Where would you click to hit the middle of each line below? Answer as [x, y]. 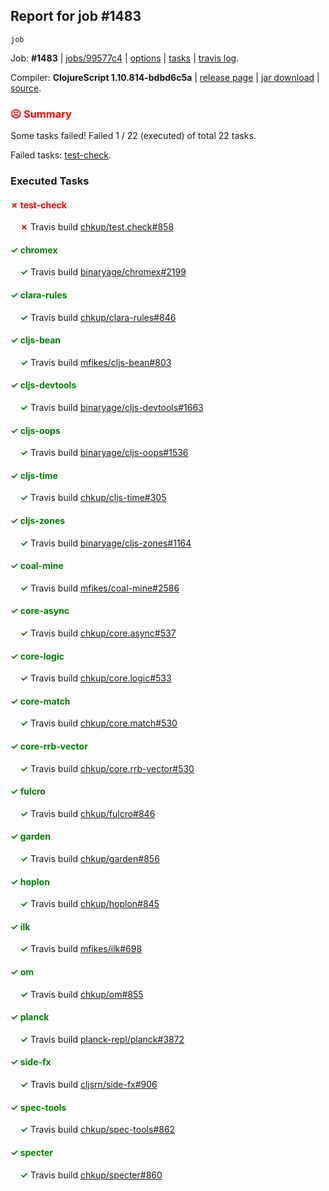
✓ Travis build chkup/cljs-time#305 [93, 498]
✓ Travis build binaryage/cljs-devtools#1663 [111, 408]
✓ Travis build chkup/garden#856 [89, 859]
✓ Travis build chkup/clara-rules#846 [98, 317]
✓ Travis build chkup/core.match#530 [98, 723]
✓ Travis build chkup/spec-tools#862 [97, 1130]
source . [26, 88]
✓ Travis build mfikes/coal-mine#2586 [99, 588]
